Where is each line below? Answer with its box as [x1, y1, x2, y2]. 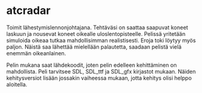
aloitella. [6, 80, 27, 88]
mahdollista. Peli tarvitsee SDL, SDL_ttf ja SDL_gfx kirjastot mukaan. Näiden [6, 67, 197, 75]
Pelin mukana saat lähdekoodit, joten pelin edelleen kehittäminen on [6, 61, 177, 69]
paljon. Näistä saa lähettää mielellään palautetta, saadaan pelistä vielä [6, 43, 182, 50]
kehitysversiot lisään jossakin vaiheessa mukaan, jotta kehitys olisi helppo [6, 74, 192, 81]
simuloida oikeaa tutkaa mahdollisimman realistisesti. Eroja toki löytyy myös [6, 36, 197, 44]
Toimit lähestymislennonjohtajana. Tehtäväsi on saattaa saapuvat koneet [6, 24, 189, 31]
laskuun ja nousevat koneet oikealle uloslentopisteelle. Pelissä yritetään [6, 30, 186, 37]
